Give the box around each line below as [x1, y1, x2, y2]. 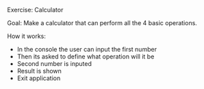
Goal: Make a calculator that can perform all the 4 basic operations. [7, 19, 197, 26]
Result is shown [16, 67, 62, 75]
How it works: [7, 32, 47, 40]
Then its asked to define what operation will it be [16, 52, 155, 60]
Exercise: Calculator [7, 6, 64, 14]
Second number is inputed [16, 60, 92, 67]
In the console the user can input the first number [16, 46, 157, 53]
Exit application [16, 74, 61, 82]
